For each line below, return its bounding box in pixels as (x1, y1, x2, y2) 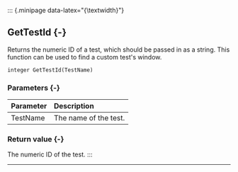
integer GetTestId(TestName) (7, 67, 93, 74)
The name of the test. (53, 113, 125, 123)
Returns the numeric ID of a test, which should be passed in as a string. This (7, 45, 230, 54)
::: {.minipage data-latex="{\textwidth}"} (7, 6, 125, 14)
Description (53, 101, 94, 111)
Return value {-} (7, 134, 64, 144)
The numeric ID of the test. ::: (7, 150, 93, 159)
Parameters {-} (7, 83, 60, 93)
